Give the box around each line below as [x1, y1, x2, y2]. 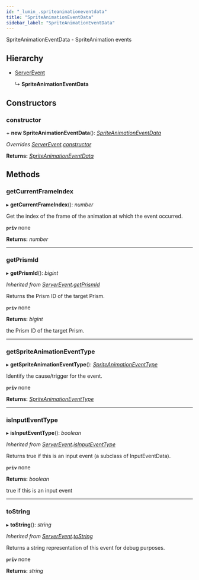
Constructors [6, 98, 57, 108]
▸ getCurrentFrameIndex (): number [6, 200, 94, 208]
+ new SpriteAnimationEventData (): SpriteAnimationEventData [6, 129, 162, 136]
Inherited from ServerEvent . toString [6, 532, 93, 540]
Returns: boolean [6, 475, 49, 482]
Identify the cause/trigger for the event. [6, 372, 102, 380]
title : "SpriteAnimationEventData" [6, 14, 94, 20]
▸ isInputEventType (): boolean [6, 429, 82, 437]
